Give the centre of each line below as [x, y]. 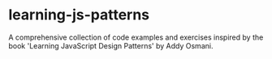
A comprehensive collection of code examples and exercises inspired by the [136, 37]
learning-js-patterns [79, 15]
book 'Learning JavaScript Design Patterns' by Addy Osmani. [111, 45]
